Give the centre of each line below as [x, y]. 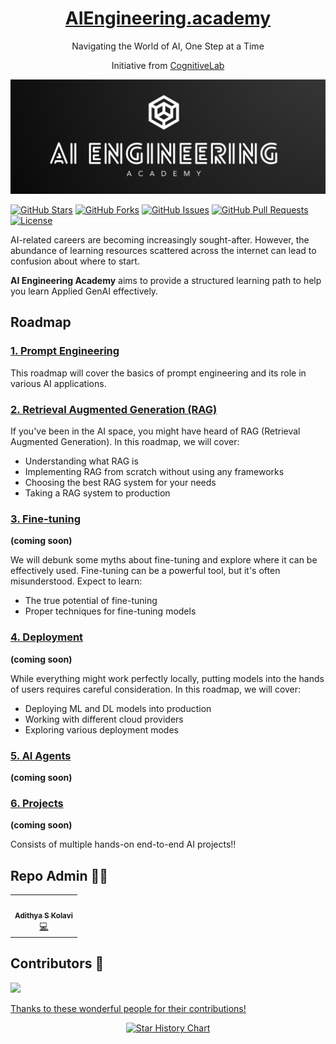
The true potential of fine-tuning [91, 601]
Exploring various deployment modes [101, 729]
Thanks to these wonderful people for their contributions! [128, 1008]
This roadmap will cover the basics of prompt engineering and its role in [158, 373]
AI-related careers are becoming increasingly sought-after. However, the [160, 240]
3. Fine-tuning [45, 519]
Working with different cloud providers [104, 719]
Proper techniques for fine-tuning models [110, 611]
